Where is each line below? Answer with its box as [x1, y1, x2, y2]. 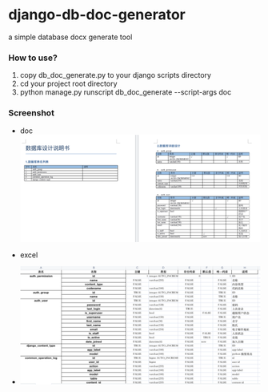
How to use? [8, 52, 58, 63]
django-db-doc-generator [8, 6, 186, 24]
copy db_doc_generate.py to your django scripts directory [19, 71, 212, 80]
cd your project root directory [19, 79, 118, 89]
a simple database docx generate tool [8, 32, 133, 42]
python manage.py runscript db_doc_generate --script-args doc [19, 87, 232, 97]
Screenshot [8, 107, 54, 119]
